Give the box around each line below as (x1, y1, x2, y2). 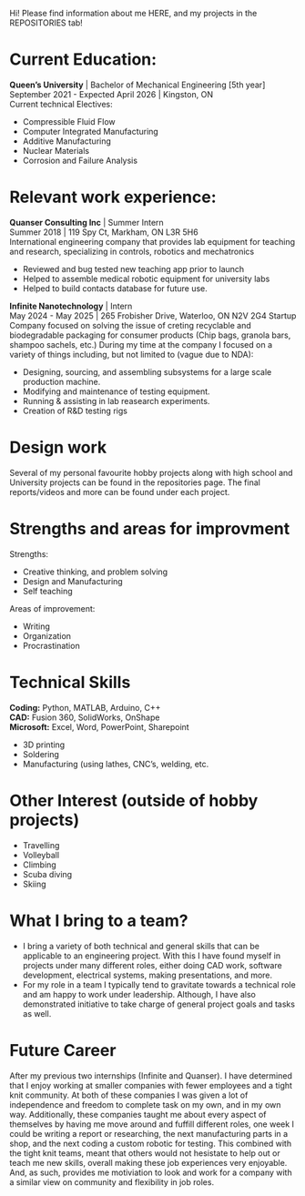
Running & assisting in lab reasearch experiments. (22, 395, 210, 406)
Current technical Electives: (9, 98, 113, 109)
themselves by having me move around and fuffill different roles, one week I (9, 1119, 294, 1130)
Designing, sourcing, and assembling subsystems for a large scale (22, 366, 272, 377)
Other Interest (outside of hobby (9, 790, 259, 811)
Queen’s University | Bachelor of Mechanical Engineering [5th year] (9, 79, 266, 90)
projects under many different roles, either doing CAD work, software (22, 959, 282, 970)
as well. (22, 1008, 52, 1019)
